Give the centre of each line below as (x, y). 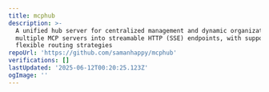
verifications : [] (39, 61)
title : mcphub (32, 16)
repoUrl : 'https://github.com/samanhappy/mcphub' (93, 53)
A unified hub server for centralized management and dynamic (121, 30)
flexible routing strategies (64, 46)
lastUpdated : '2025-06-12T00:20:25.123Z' (78, 68)
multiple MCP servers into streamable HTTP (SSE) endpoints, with (128, 38)
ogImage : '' (28, 75)
